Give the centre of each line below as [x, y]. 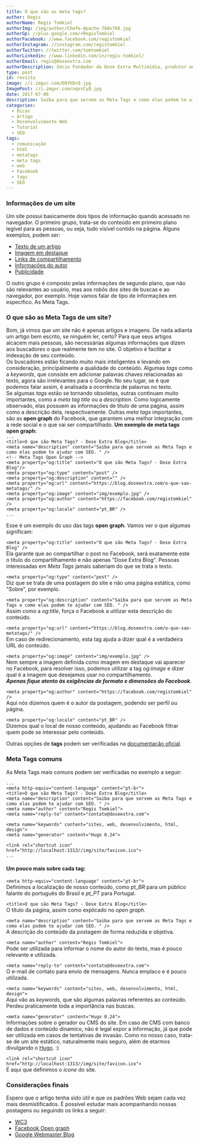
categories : [21, 105]
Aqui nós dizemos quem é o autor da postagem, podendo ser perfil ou [92, 703]
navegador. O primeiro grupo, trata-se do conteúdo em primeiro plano [92, 222]
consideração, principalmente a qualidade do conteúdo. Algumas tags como [99, 368]
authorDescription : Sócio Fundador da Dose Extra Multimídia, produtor [96, 67]
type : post [20, 72]
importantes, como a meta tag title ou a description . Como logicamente [93, 400]
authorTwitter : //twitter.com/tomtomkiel [58, 50]
